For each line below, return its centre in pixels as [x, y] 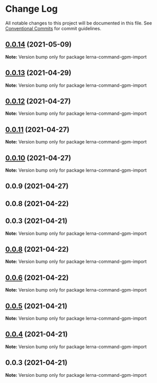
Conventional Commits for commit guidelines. [53, 28]
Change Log [31, 9]
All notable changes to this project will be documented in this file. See [79, 23]
